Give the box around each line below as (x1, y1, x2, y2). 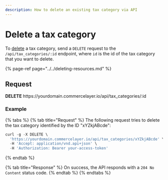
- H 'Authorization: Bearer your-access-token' (9, 146, 108, 151)
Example (5, 106, 27, 113)
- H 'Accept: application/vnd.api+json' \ (9, 141, 97, 146)
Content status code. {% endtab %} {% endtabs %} (5, 170, 111, 176)
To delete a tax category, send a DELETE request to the (5, 45, 116, 51)
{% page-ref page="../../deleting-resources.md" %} (5, 65, 111, 71)
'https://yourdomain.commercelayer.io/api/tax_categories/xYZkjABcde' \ (9, 137, 164, 142)
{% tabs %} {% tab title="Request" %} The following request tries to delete (5, 117, 160, 123)
